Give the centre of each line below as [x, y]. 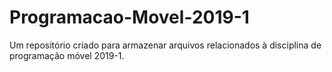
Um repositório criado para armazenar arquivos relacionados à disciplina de [165, 45]
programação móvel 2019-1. [67, 55]
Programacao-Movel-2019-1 [129, 17]
